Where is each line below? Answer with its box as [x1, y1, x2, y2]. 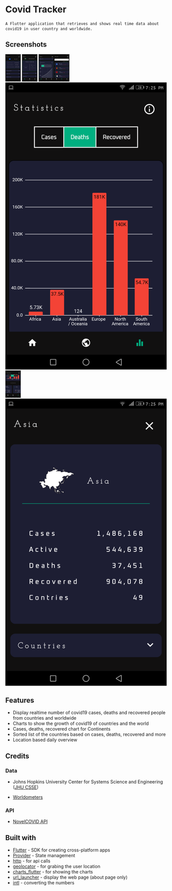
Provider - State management [12, 853, 75, 859]
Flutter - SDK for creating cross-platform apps [12, 847, 111, 853]
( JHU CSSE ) [12, 784, 39, 790]
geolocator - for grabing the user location [12, 863, 101, 869]
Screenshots [5, 40, 47, 49]
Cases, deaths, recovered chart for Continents [12, 726, 111, 732]
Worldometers [12, 794, 43, 800]
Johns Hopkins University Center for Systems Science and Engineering [12, 778, 163, 785]
